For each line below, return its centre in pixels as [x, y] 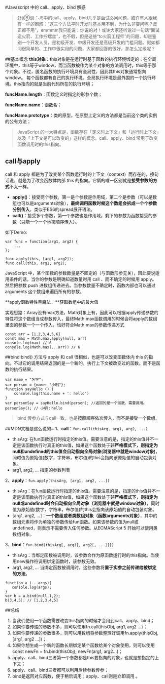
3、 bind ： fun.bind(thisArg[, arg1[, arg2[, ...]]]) [60, 544]
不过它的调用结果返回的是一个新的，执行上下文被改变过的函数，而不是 [85, 363]
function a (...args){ [28, 583]
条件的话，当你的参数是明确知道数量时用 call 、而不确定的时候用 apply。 [83, 279]
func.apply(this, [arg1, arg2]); [39, 259]
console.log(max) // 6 [28, 343]
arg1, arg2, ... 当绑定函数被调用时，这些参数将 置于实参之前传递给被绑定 [84, 567]
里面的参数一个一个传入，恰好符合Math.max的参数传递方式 [65, 324]
